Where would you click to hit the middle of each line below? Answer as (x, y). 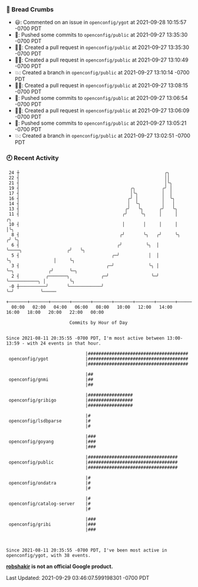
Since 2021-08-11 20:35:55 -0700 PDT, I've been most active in (87, 550)
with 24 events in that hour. (64, 343)
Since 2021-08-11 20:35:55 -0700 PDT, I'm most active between (85, 338)
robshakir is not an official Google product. (60, 566)
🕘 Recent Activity (32, 158)
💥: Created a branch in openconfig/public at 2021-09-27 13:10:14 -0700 (102, 73)
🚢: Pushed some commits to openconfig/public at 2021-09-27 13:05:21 (100, 123)
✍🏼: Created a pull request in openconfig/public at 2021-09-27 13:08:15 (101, 86)
